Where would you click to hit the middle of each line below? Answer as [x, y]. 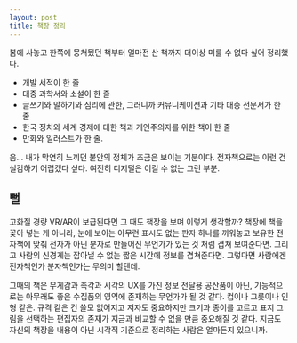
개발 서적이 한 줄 [51, 82]
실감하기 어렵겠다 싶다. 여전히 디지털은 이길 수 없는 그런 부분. [115, 168]
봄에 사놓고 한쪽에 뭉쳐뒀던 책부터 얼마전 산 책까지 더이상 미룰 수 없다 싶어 [137, 52]
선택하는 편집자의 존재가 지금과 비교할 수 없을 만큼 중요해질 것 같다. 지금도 [153, 319]
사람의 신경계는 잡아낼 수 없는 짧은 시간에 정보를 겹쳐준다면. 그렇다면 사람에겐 [153, 256]
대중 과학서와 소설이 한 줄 [66, 94]
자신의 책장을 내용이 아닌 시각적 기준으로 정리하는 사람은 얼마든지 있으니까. [139, 330]
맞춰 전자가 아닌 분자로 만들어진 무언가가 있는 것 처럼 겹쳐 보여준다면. [153, 244]
